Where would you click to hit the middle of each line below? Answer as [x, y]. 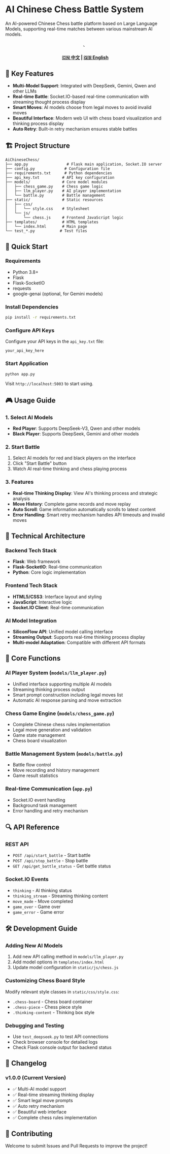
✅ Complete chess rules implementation [55, 1117]
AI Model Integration [31, 620]
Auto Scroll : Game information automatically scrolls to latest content [84, 509]
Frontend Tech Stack [31, 585]
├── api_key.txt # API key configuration [60, 178]
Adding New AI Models [34, 945]
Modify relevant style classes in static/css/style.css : [62, 991]
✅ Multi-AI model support [39, 1089]
